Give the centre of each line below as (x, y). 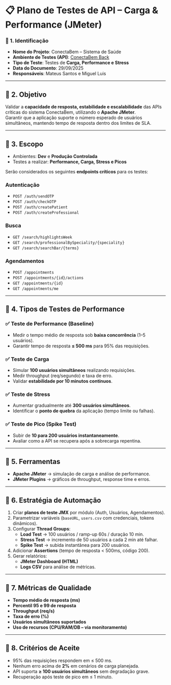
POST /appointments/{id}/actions (48, 278)
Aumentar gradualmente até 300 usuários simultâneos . (72, 406)
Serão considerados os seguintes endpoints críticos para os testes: (77, 172)
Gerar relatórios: (30, 556)
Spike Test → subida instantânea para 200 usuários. (75, 545)
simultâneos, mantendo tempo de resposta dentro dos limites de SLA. (78, 123)
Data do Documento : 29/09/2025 (48, 68)
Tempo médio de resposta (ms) (46, 600)
